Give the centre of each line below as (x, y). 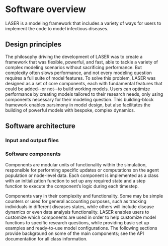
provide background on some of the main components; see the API (75, 233)
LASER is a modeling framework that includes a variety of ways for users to (83, 23)
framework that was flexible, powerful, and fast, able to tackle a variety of (82, 62)
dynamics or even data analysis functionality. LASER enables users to (77, 212)
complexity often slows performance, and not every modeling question (78, 73)
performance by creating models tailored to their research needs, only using (84, 94)
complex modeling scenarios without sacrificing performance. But (74, 67)
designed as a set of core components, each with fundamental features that (84, 83)
